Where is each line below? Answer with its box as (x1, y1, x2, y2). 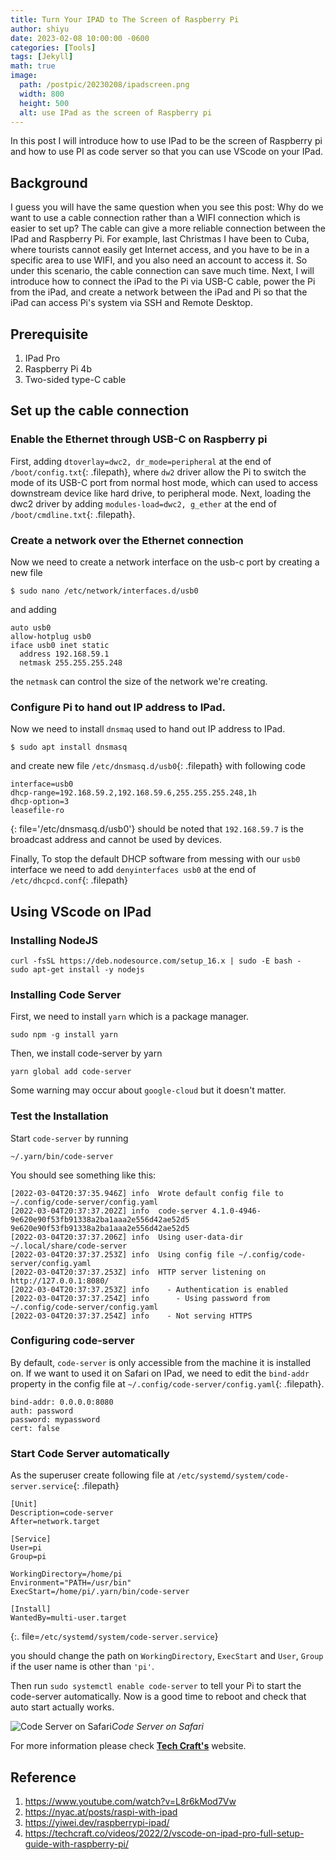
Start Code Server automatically (10, 1446, 170, 1460)
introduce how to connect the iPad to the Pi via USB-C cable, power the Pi (10, 276, 316, 288)
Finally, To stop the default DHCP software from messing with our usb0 (10, 853, 301, 865)
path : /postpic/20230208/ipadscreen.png (19, 80, 190, 90)
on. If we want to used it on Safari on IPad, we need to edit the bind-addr (10, 1367, 310, 1379)
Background (10, 174, 88, 191)
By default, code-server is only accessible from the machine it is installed (10, 1356, 312, 1368)
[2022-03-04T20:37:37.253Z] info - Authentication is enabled (10, 1284, 288, 1295)
